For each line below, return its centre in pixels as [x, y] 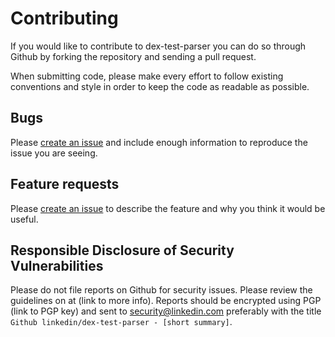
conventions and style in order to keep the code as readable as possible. [160, 86]
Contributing [64, 18]
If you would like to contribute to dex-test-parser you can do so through [158, 46]
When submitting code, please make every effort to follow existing [147, 76]
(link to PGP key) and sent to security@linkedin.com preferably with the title [166, 311]
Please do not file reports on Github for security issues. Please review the [161, 290]
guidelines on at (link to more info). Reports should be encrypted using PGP [166, 301]
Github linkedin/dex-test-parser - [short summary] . [121, 322]
